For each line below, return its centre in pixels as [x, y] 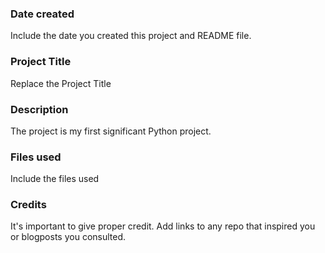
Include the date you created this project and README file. [131, 36]
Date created [42, 14]
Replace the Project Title [61, 83]
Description [39, 109]
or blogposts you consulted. [68, 237]
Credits [28, 205]
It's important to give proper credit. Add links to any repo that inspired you [163, 226]
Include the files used [55, 179]
